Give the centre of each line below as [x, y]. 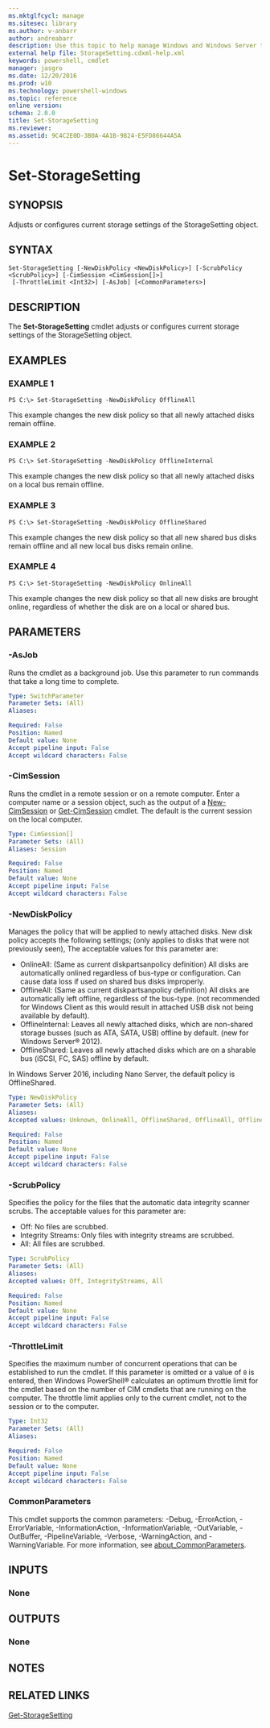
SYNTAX [31, 250]
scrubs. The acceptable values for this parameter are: [97, 1211]
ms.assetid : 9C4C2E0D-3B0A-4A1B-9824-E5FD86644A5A [95, 135]
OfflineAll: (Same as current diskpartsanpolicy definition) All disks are [135, 990]
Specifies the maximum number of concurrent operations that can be [123, 1364]
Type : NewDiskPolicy [43, 1098]
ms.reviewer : [30, 128]
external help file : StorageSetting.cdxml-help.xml [96, 53]
